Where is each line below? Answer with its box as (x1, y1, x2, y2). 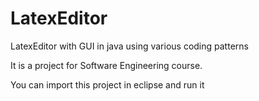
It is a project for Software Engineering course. (10, 59, 203, 71)
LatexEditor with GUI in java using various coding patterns (10, 40, 249, 52)
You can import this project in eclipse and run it (10, 78, 205, 91)
